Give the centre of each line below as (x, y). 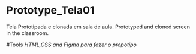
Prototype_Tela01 (50, 10)
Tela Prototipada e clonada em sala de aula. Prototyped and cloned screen (98, 27)
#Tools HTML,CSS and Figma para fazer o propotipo (71, 45)
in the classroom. (28, 33)
